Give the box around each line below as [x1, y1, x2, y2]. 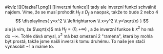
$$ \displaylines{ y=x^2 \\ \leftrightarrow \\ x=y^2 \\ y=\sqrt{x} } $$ [15, 18, 149, 24]
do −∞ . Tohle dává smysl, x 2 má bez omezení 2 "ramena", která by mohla [5, 32, 153, 39]
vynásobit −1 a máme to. [5, 43, 55, 49]
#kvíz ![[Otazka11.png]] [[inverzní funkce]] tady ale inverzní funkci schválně [5, 4, 157, 10]
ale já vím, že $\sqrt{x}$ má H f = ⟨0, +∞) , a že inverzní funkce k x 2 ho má [5, 25, 154, 33]
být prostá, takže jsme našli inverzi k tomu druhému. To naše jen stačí [5, 38, 145, 44]
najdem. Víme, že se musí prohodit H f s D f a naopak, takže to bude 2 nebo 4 [5, 9, 159, 16]
